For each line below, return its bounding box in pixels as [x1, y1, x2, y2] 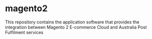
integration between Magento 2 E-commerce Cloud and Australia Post [5, 24, 147, 30]
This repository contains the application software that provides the [5, 19, 140, 25]
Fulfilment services [5, 29, 44, 35]
